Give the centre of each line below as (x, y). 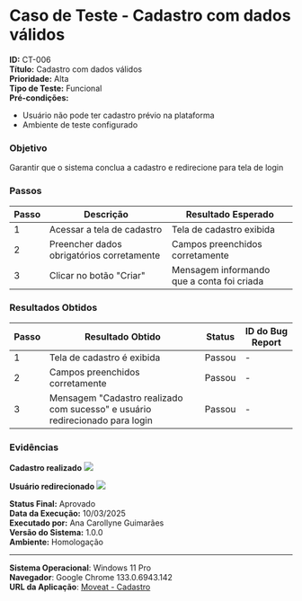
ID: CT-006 (30, 59)
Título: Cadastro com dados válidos (75, 69)
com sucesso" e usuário (100, 409)
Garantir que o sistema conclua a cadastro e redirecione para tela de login (147, 168)
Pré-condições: (39, 97)
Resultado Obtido (123, 336)
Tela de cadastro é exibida (105, 358)
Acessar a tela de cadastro (106, 229)
